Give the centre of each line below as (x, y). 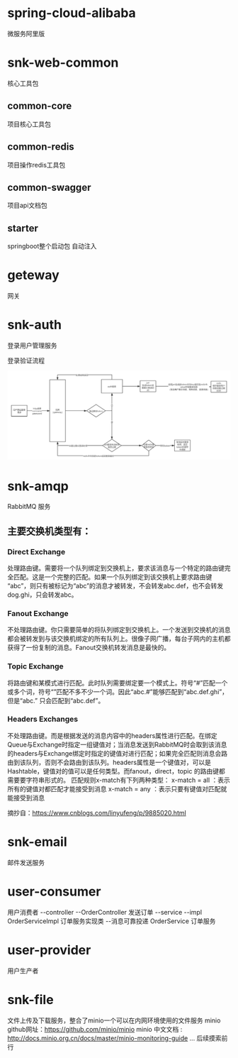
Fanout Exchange (38, 613)
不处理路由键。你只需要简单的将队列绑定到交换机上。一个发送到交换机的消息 (119, 630)
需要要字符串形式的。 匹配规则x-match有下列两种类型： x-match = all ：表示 (119, 780)
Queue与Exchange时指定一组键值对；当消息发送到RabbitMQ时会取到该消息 (117, 744)
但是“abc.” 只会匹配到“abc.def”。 (56, 700)
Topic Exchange (35, 666)
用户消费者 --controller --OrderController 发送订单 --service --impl (105, 912)
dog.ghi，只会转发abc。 (42, 595)
